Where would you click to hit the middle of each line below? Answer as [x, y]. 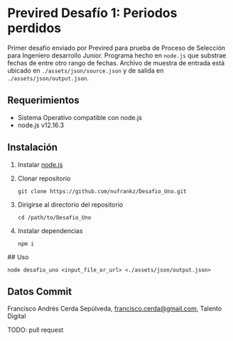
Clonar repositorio [44, 178]
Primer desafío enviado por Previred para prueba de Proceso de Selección [116, 48]
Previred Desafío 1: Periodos [92, 13]
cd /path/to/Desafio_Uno [54, 217]
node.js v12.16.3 [41, 125]
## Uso [18, 256]
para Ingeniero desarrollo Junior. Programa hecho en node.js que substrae [117, 55]
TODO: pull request [36, 330]
